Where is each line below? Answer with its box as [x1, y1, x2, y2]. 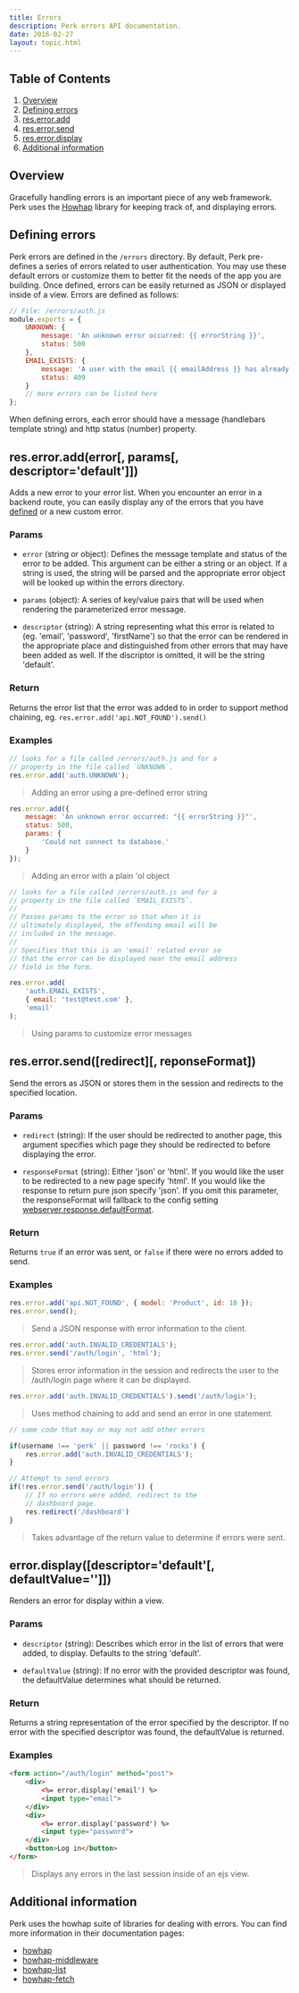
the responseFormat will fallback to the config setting [21, 1195, 219, 1205]
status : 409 [41, 373, 87, 382]
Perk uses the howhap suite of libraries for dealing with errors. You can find [9, 1918, 287, 1929]
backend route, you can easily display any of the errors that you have [9, 497, 264, 507]
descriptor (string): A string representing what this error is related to [21, 621, 275, 632]
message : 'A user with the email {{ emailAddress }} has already [41, 364, 290, 374]
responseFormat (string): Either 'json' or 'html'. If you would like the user [21, 1166, 285, 1177]
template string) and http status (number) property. [9, 424, 197, 435]
